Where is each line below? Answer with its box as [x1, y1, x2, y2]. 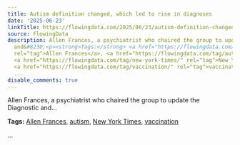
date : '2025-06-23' [7, 17, 66, 24]
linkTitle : [7, 23, 40, 31]
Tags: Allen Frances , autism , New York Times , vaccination [7, 117, 179, 126]
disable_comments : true [7, 76, 79, 84]
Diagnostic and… [7, 104, 57, 112]
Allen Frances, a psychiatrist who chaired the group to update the [7, 96, 200, 104]
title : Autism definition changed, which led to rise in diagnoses [7, 10, 213, 18]
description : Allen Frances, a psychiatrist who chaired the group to [7, 37, 222, 44]
